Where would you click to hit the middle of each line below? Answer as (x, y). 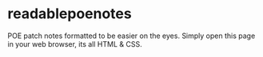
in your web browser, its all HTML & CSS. (75, 44)
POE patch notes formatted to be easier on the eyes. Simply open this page (131, 36)
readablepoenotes (70, 14)
